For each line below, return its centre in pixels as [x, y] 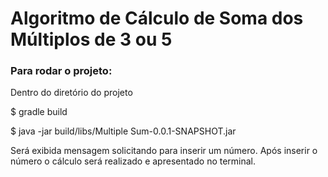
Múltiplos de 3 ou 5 [91, 39]
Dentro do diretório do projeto [71, 93]
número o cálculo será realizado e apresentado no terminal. [133, 161]
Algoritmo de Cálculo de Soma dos [157, 18]
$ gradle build [39, 112]
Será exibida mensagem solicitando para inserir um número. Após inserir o [164, 151]
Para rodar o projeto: [61, 71]
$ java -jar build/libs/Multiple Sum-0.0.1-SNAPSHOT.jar [123, 131]
